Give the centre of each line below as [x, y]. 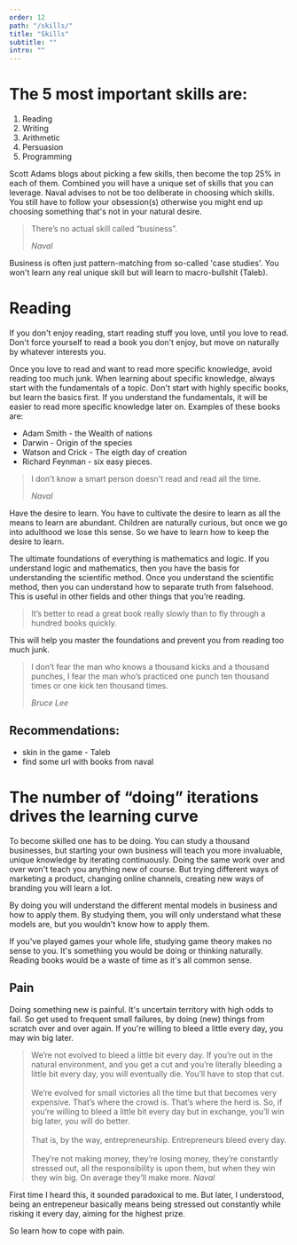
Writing [35, 129]
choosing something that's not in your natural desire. [106, 212]
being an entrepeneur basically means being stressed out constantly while [145, 1204]
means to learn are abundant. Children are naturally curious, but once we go [148, 523]
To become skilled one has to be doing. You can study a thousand [129, 840]
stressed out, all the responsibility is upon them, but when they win [153, 1168]
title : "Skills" [39, 34]
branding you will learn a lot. [61, 887]
